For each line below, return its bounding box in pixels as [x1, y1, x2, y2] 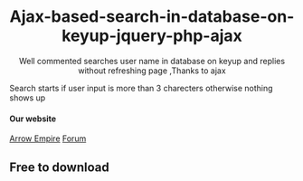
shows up [9, 92, 46, 103]
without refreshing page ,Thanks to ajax [78, 65, 226, 76]
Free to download [9, 159, 110, 175]
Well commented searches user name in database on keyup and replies [18, 55, 286, 66]
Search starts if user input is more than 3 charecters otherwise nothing [9, 82, 273, 93]
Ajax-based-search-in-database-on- [9, 6, 295, 27]
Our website [9, 113, 57, 124]
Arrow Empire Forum [9, 133, 87, 144]
